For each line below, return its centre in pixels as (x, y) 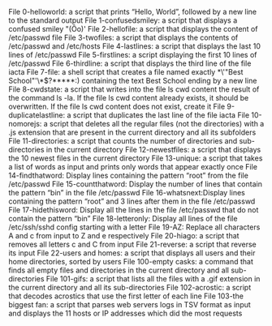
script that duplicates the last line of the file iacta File (161, 115)
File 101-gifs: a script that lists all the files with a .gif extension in (153, 279)
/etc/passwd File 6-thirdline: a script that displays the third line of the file (130, 63)
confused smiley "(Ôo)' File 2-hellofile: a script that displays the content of (133, 29)
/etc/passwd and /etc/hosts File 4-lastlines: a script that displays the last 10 (135, 46)
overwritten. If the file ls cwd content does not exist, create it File (117, 106)
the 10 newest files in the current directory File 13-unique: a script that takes (136, 158)
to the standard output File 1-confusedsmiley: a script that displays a (123, 20)
